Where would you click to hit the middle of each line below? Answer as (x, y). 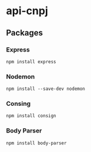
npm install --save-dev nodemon (45, 89)
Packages (24, 33)
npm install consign (31, 116)
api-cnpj (27, 11)
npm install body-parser (36, 143)
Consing (18, 104)
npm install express (31, 62)
